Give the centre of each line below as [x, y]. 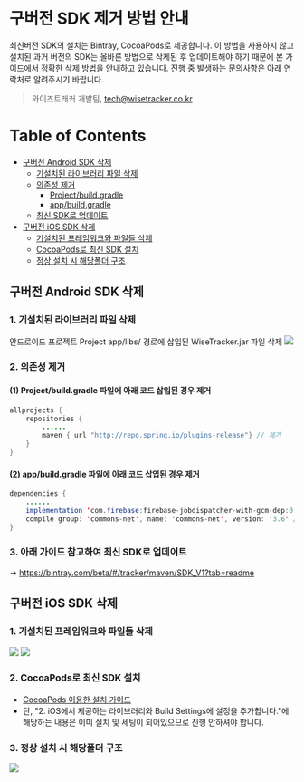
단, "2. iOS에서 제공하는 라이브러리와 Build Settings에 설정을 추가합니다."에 [156, 710]
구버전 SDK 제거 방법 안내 [100, 19]
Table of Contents [78, 136]
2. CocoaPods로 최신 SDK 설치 [75, 678]
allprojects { [36, 410]
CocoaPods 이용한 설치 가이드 [76, 700]
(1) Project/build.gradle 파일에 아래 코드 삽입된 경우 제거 [110, 391]
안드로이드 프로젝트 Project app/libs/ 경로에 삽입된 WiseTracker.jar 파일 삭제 [146, 342]
